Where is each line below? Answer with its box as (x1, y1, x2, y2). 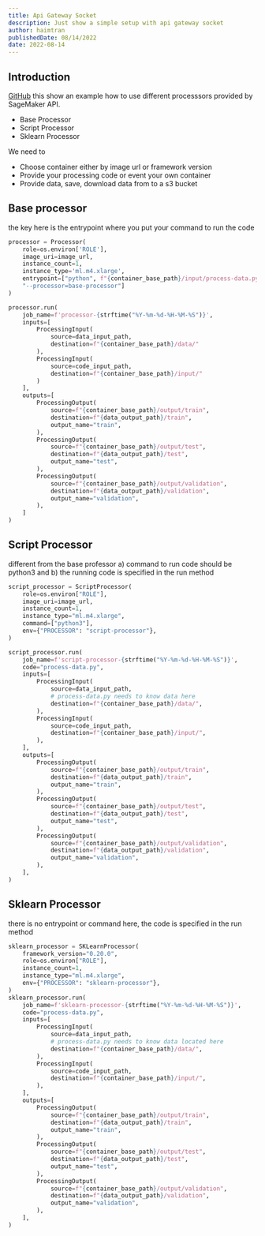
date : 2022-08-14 (8, 41, 65, 49)
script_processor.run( (8, 648, 83, 656)
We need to (8, 147, 46, 156)
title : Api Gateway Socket (8, 11, 97, 20)
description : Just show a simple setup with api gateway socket (8, 19, 224, 27)
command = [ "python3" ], (22, 620, 93, 627)
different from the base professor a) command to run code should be (8, 559, 233, 568)
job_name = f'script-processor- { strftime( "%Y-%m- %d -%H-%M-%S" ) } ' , (22, 656, 238, 664)
